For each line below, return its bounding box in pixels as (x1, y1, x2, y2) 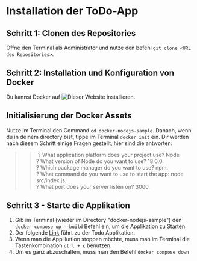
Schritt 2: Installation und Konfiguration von (6, 68, 175, 78)
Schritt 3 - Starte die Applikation (6, 200, 131, 211)
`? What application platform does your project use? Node (36, 151, 180, 158)
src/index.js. (36, 176, 67, 184)
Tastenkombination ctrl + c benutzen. (14, 242, 112, 249)
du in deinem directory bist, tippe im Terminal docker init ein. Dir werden (6, 133, 189, 140)
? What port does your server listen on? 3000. (36, 183, 151, 190)
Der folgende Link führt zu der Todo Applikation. (14, 229, 136, 236)
